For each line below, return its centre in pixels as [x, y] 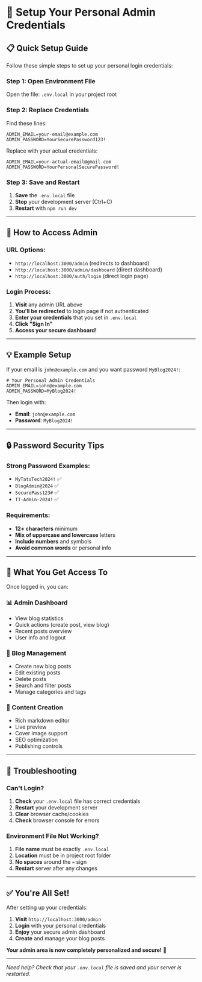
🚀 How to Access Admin [52, 233]
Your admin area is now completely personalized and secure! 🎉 [87, 950]
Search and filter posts [43, 686]
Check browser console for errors [57, 820]
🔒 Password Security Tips [55, 446]
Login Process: [29, 291]
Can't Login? [25, 788]
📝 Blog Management [36, 653]
